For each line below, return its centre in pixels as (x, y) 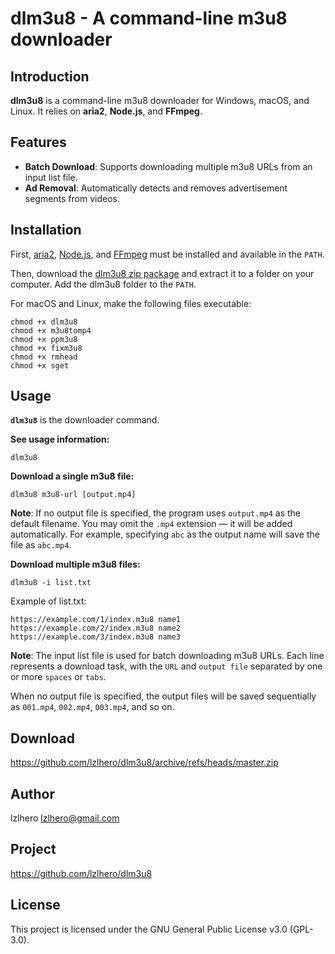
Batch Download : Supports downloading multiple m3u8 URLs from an (168, 166)
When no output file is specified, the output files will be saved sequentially (163, 696)
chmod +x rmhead (44, 357)
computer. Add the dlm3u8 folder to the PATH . (103, 284)
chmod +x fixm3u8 (46, 348)
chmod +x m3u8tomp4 (51, 330)
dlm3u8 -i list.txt (51, 583)
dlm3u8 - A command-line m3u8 (149, 18)
